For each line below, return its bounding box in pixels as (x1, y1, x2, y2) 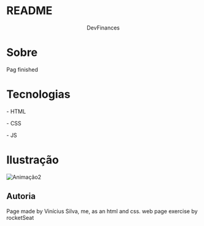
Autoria (6, 191, 36, 201)
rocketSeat (6, 214, 34, 221)
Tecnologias (6, 87, 71, 101)
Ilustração (6, 153, 60, 166)
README (6, 4, 53, 18)
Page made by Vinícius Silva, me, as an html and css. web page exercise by (6, 207, 198, 215)
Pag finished (6, 66, 38, 73)
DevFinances (87, 24, 120, 31)
